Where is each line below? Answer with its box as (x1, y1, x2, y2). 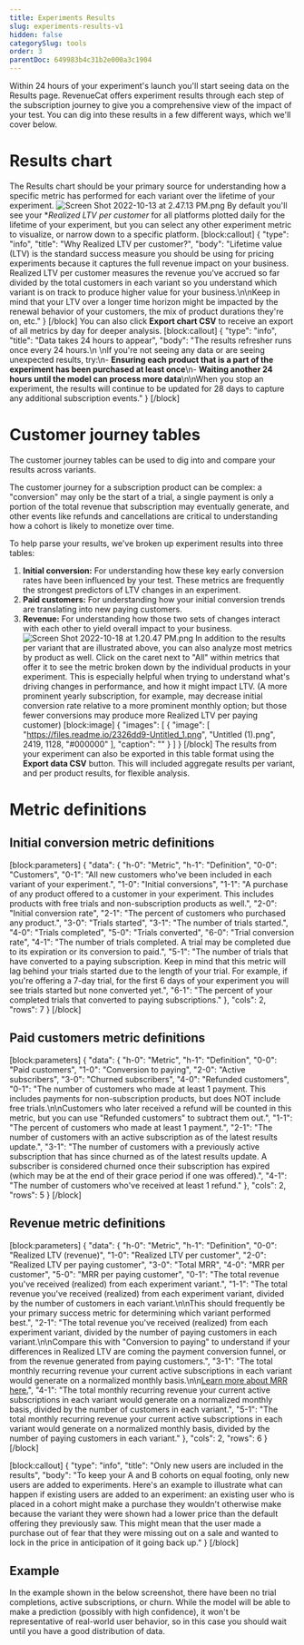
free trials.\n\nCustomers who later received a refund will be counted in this (9, 1102, 292, 1113)
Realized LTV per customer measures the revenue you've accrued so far (9, 267, 280, 278)
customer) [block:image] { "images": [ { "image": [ (22, 719, 211, 730)
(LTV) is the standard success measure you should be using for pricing (9, 248, 274, 259)
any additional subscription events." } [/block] (9, 392, 180, 404)
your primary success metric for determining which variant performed (9, 1307, 271, 1318)
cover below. (9, 119, 57, 130)
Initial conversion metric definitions (9, 836, 215, 851)
